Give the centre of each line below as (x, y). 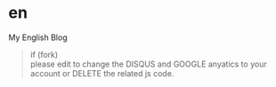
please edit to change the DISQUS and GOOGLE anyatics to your (149, 64)
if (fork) (44, 54)
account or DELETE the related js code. (102, 73)
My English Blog (38, 37)
